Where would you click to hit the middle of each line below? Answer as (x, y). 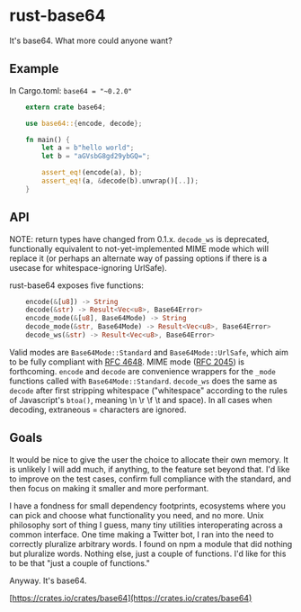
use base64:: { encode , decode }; (84, 123)
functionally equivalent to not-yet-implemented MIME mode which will (139, 248)
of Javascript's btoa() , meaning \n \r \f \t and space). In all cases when (141, 400)
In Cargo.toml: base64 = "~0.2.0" (71, 90)
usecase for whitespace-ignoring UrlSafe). (89, 267)
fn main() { (48, 139)
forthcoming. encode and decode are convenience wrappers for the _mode (142, 371)
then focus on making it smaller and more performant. (109, 488)
